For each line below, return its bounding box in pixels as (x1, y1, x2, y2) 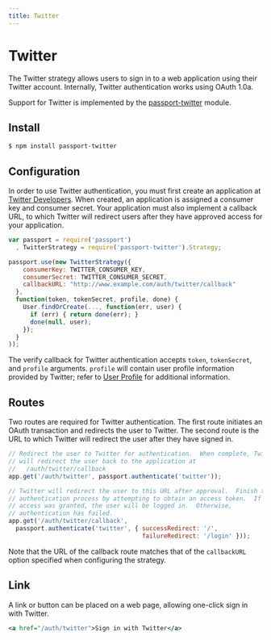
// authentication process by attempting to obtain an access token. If (8, 494, 262, 503)
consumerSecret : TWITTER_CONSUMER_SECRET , (23, 273, 168, 281)
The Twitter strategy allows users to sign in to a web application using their (8, 73, 258, 83)
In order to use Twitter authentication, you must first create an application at (8, 186, 261, 196)
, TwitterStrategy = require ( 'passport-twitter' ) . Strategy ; (15, 243, 222, 251)
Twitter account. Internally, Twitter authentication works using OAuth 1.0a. (8, 82, 254, 91)
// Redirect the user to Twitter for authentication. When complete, (8, 450, 251, 458)
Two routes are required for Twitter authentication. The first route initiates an (8, 417, 263, 427)
